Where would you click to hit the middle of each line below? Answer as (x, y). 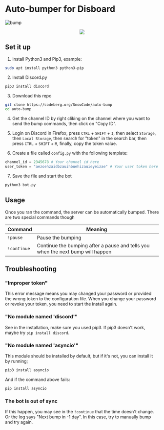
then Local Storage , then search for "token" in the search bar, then (79, 139)
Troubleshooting (31, 269)
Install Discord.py (30, 77)
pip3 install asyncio (27, 370)
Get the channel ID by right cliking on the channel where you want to (81, 119)
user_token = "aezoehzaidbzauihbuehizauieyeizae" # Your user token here (82, 167)
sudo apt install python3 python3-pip (44, 68)
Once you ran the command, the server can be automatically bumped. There (82, 212)
